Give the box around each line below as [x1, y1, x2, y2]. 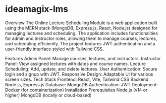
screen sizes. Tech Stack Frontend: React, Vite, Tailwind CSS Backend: [5, 76, 150, 82]
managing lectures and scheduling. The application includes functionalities [5, 30, 158, 36]
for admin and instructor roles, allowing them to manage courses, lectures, [5, 35, 158, 41]
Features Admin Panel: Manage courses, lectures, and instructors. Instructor [5, 55, 161, 61]
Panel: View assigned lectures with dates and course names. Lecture [5, 61, 146, 67]
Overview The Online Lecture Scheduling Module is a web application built [5, 20, 158, 26]
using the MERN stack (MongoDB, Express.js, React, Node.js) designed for [5, 25, 158, 31]
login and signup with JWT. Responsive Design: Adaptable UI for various [5, 71, 154, 77]
